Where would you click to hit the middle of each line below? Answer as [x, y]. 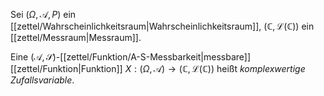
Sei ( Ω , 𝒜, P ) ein [43, 14]
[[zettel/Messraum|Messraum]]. [76, 37]
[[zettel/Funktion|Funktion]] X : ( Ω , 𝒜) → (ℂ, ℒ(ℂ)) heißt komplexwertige [158, 68]
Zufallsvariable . [42, 80]
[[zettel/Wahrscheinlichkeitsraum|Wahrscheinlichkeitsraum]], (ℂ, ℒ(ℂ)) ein [162, 26]
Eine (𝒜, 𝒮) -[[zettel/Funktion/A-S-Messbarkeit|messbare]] [131, 57]
